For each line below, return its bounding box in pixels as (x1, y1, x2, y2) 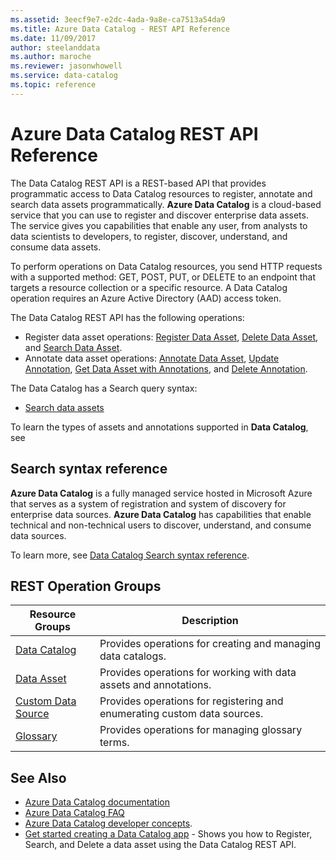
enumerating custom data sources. (99, 707, 264, 721)
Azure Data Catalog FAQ (24, 807, 125, 819)
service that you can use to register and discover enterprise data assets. (10, 209, 309, 221)
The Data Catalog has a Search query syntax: (10, 382, 198, 394)
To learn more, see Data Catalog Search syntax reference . (10, 549, 250, 561)
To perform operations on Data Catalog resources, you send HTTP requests (10, 260, 323, 272)
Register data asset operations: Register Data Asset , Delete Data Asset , (24, 331, 319, 343)
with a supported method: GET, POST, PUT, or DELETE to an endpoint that (10, 271, 317, 283)
